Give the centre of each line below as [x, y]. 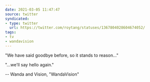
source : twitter [21, 14]
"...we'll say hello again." [30, 64]
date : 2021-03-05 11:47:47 [32, 10]
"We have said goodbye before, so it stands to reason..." [62, 55]
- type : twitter [21, 23]
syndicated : [17, 19]
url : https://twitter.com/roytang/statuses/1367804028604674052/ [77, 28]
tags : [11, 32]
